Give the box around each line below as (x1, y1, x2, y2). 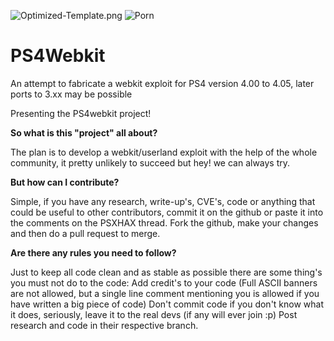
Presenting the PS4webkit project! (10, 107, 152, 119)
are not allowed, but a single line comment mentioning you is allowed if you (10, 287, 320, 299)
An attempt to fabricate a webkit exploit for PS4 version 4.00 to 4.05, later (10, 77, 315, 89)
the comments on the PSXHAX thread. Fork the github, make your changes (10, 216, 319, 229)
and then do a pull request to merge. (10, 227, 161, 239)
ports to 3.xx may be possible (10, 88, 133, 100)
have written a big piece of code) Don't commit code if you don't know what (10, 298, 325, 310)
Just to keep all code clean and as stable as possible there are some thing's (10, 266, 323, 278)
